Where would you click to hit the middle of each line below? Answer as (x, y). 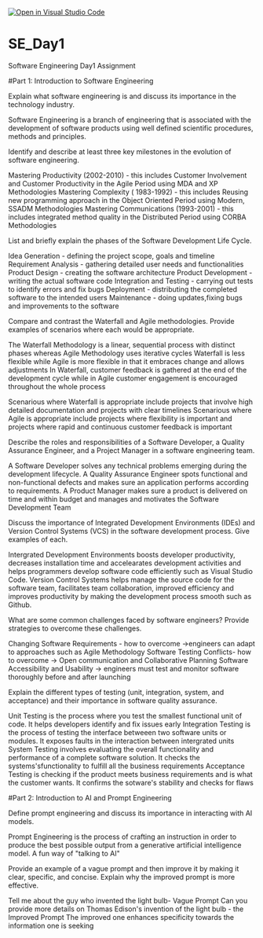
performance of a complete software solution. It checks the (104, 757)
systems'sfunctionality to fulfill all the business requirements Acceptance (126, 766)
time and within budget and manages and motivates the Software (114, 498)
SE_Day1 (37, 44)
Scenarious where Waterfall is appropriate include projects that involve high (131, 402)
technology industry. (41, 104)
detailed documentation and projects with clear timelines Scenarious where (130, 410)
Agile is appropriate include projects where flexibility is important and (121, 418)
